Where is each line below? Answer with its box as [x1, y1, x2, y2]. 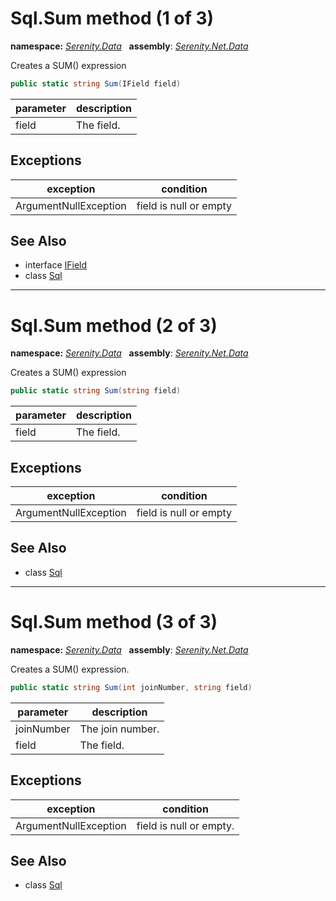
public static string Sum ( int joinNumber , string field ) [10, 682, 253, 692]
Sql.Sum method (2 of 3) [10, 314, 218, 337]
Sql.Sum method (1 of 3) [10, 7, 215, 30]
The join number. [79, 722, 160, 736]
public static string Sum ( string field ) [10, 386, 182, 396]
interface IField [24, 259, 88, 271]
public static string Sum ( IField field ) [10, 78, 182, 89]
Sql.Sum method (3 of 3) [10, 611, 218, 634]
